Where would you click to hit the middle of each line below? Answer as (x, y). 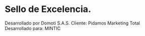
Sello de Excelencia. (48, 9)
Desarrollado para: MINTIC (33, 28)
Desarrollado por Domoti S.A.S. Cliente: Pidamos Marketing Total (72, 23)
